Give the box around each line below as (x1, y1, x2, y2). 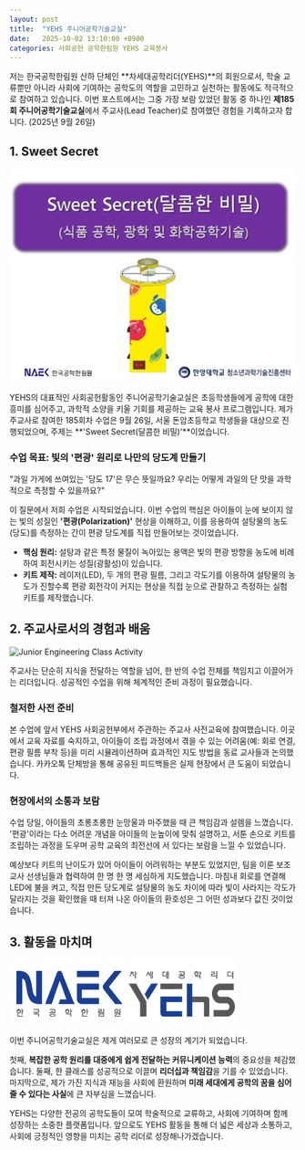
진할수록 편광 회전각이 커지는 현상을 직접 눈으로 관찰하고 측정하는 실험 (39, 580, 289, 591)
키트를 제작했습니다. (22, 591, 94, 602)
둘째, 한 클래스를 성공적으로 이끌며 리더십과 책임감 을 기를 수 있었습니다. (36, 1066, 289, 1077)
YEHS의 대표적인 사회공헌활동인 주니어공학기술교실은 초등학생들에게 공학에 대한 (9, 392, 294, 402)
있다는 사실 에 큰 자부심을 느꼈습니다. (27, 1089, 157, 1100)
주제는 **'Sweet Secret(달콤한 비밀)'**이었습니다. (50, 425, 230, 437)
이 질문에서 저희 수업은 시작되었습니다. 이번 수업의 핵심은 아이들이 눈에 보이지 (9, 504, 284, 515)
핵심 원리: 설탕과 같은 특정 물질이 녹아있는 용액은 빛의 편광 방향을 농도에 (22, 546, 278, 557)
